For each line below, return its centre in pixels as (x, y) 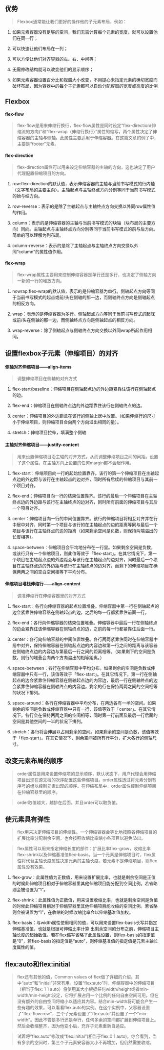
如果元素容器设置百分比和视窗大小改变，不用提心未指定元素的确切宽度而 (85, 79)
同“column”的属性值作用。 (39, 251)
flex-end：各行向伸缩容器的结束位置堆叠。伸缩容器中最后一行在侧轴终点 (85, 623)
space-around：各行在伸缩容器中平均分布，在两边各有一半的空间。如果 (84, 703)
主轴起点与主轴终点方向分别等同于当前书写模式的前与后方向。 (95, 229)
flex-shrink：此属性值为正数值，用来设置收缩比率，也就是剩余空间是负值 (85, 900)
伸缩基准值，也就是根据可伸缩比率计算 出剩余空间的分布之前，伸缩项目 (83, 929)
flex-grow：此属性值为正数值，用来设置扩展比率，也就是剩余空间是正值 (84, 877)
